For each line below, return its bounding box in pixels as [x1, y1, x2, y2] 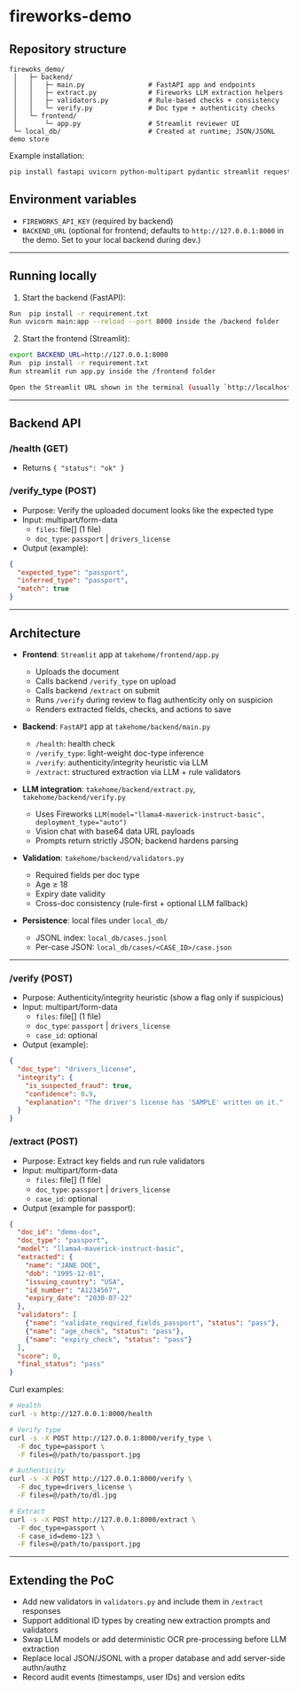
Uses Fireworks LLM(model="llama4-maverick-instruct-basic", [35, 809, 266, 819]
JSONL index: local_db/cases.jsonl [35, 932, 168, 943]
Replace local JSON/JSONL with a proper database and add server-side [21, 1653, 286, 1664]
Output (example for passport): [21, 1202, 136, 1213]
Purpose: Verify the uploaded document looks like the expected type [21, 505, 274, 515]
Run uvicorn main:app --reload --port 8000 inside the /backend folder [9, 317, 279, 326]
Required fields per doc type [35, 869, 140, 880]
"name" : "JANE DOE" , [25, 1261, 101, 1270]
